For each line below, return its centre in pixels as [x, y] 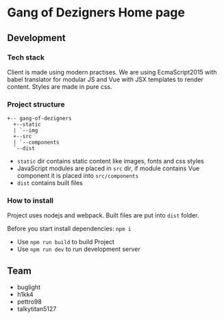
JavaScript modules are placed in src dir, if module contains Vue [108, 168]
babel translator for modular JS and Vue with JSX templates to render [105, 79]
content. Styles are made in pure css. [60, 86]
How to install [30, 201]
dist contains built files [50, 183]
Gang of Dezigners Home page [96, 13]
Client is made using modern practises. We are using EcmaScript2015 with [112, 72]
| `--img [26, 131]
